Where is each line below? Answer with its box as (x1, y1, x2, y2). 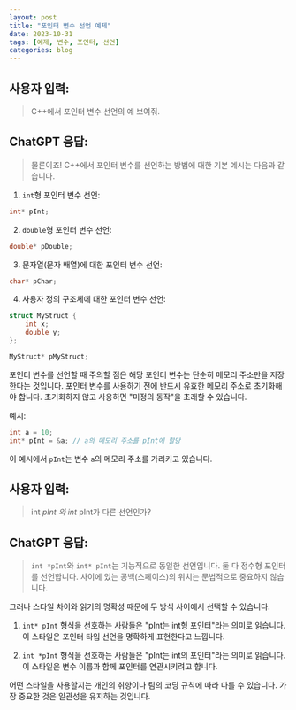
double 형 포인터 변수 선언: (21, 224, 112, 235)
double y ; (25, 328, 62, 337)
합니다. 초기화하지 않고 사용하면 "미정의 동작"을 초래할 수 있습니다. (18, 391, 247, 402)
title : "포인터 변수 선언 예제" (9, 21, 112, 30)
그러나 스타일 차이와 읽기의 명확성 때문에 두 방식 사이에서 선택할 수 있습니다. (9, 601, 271, 612)
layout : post (9, 12, 57, 22)
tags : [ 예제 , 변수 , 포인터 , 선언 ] (9, 37, 119, 47)
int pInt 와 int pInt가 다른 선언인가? (30, 506, 152, 518)
